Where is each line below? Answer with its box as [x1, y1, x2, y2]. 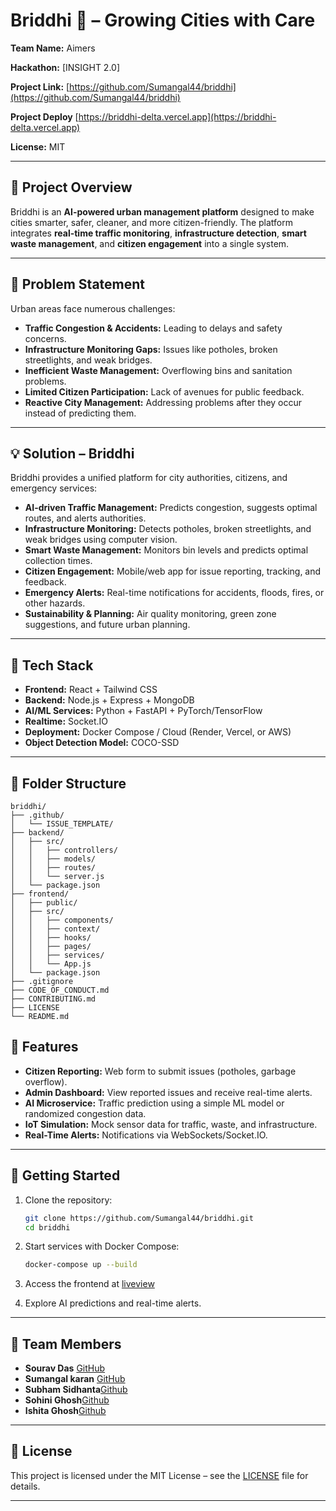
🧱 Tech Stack [10, 657, 94, 674]
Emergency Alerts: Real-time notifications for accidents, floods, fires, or [24, 587, 325, 599]
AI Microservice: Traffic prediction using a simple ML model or [24, 1097, 285, 1109]
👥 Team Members [10, 1335, 122, 1353]
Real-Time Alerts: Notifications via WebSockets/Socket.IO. [24, 1129, 268, 1141]
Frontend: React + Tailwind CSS [24, 684, 158, 696]
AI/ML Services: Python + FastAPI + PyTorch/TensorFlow [24, 705, 263, 717]
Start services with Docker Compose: [24, 1240, 180, 1253]
